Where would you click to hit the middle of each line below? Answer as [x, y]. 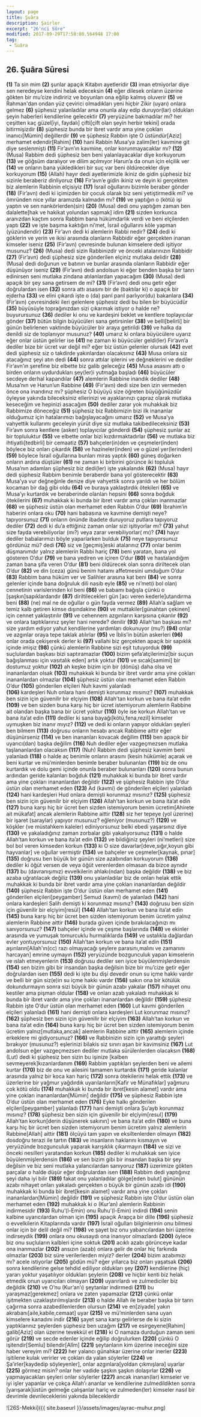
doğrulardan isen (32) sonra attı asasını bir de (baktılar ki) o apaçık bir [92, 289]
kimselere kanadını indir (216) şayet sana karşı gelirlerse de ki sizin [89, 1319]
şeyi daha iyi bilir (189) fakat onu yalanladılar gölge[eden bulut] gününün [96, 1179]
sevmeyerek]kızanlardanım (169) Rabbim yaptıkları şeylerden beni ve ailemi [99, 1063]
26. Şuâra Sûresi [37, 70]
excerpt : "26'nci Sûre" [36, 29]
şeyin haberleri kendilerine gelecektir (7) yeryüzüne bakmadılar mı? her [94, 116]
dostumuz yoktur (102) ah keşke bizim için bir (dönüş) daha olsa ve [89, 667]
